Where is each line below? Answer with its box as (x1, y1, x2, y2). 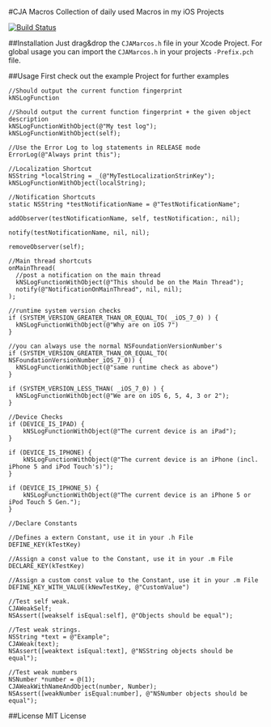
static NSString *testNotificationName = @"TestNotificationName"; (8, 200, 241, 208)
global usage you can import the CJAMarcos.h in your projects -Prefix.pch (8, 47, 254, 56)
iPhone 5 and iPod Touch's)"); (8, 463, 114, 471)
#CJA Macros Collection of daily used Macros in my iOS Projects (8, 7, 225, 16)
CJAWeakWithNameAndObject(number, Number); (8, 682, 158, 691)
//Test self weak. (8, 597, 70, 605)
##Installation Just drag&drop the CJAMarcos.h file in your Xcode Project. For (8, 38, 263, 48)
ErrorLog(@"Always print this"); (8, 151, 121, 159)
